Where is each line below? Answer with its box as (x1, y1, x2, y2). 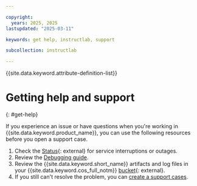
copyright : (5, 14, 33, 20)
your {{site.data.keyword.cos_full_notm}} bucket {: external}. (14, 167, 165, 174)
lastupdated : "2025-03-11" (5, 26, 74, 32)
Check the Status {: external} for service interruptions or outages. (14, 147, 178, 155)
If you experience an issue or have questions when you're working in (5, 123, 179, 130)
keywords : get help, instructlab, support (5, 36, 115, 43)
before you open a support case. (5, 136, 88, 143)
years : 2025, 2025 (11, 19, 58, 26)
